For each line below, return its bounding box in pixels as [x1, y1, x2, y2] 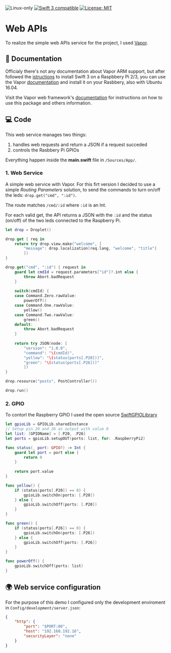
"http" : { [14, 619, 36, 624]
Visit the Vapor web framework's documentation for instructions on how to [5, 94, 163, 100]
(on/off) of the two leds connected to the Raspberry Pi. [5, 217, 121, 223]
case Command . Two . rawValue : [14, 312, 74, 318]
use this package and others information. [5, 100, 92, 106]
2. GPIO [5, 400, 25, 407]
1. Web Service [5, 170, 43, 177]
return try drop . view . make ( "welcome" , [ [14, 241, 102, 246]
